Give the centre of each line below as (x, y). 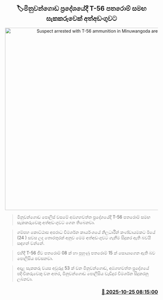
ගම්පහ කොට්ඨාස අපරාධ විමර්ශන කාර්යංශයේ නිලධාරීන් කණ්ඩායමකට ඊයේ (86, 232)
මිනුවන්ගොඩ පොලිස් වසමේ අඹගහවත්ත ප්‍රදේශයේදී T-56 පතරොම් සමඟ (84, 217)
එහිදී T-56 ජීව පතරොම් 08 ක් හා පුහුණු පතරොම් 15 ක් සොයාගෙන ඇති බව (86, 253)
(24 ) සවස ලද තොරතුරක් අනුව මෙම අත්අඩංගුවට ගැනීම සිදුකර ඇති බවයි (84, 237)
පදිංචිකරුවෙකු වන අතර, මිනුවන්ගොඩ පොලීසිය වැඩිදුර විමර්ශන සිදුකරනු (83, 273)
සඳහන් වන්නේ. (31, 243)
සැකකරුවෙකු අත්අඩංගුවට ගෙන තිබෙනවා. (56, 222)
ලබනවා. (25, 279)
